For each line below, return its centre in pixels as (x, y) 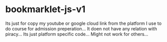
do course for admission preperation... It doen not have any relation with (81, 28)
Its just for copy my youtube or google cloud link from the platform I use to (83, 23)
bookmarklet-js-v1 (45, 9)
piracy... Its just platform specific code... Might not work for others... (77, 34)
